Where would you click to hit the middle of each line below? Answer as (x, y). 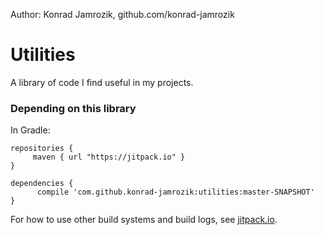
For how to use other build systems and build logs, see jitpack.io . (144, 220)
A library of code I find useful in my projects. (102, 82)
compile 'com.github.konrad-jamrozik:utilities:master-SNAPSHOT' (175, 192)
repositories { (42, 149)
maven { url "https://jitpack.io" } (109, 157)
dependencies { (42, 184)
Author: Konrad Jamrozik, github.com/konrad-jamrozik (122, 14)
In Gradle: (30, 130)
